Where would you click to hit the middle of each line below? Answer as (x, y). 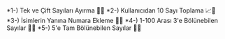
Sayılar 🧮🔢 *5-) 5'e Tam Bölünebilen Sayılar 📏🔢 (74, 28)
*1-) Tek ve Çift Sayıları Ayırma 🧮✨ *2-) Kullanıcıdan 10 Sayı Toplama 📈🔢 (111, 10)
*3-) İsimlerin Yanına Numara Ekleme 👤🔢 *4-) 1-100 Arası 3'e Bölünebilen (112, 21)
